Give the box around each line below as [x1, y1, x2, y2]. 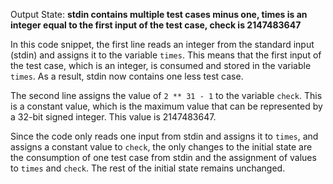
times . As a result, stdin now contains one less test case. [10, 70, 244, 82]
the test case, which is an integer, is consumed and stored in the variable [10, 60, 312, 71]
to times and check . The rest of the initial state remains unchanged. [10, 162, 286, 174]
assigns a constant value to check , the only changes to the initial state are [10, 141, 313, 153]
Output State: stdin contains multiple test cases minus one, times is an [10, 9, 308, 20]
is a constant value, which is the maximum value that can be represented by [10, 100, 323, 112]
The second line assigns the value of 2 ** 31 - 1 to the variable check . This [10, 90, 323, 101]
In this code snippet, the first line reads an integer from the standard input [10, 39, 315, 50]
